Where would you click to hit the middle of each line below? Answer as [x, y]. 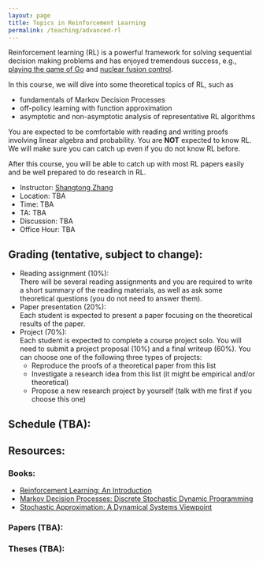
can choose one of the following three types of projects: [111, 357]
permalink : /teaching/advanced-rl [65, 30]
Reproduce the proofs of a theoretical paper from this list [124, 366]
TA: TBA [33, 213]
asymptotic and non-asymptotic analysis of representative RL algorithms [137, 117]
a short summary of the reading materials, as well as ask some [121, 290]
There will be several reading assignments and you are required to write [136, 282]
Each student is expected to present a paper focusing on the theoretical [136, 316]
